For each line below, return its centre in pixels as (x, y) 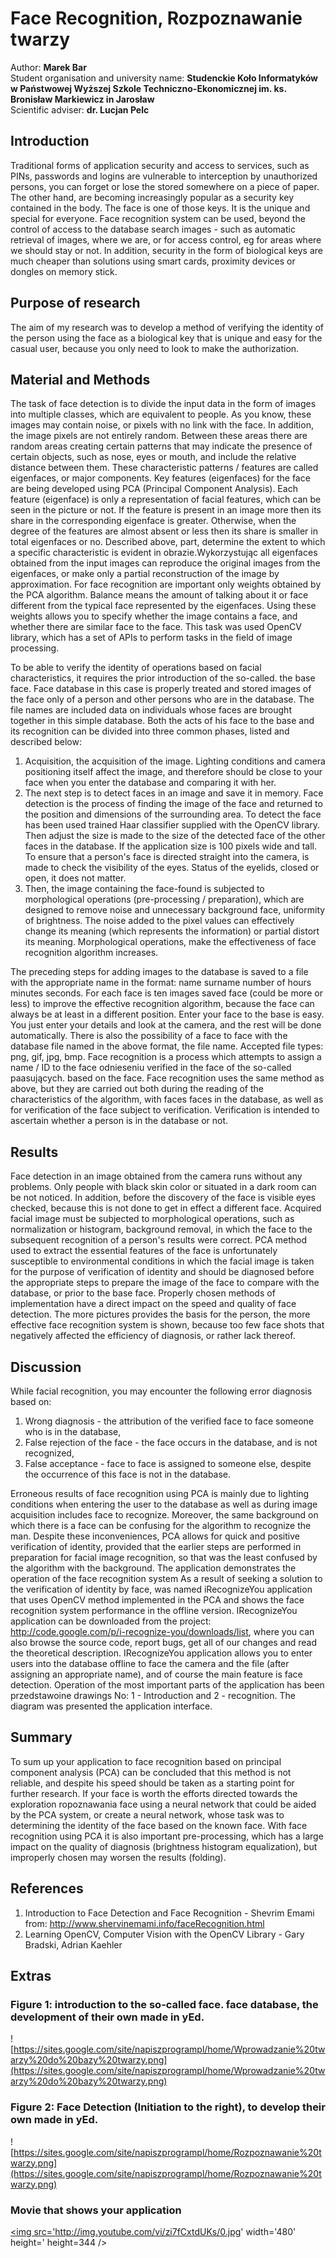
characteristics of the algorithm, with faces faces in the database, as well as (167, 1099)
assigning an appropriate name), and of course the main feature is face (156, 1674)
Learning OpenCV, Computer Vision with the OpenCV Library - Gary (164, 1934)
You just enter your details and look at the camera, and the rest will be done (166, 1025)
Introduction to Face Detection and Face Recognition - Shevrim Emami (169, 1913)
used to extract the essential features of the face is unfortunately (144, 1251)
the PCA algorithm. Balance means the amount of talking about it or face (159, 595)
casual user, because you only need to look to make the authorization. (155, 348)
